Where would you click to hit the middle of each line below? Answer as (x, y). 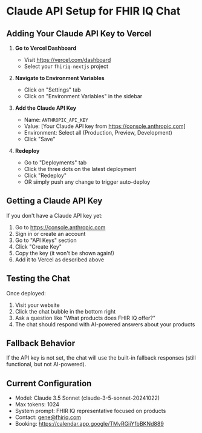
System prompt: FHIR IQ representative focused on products (90, 411)
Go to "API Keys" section (46, 240)
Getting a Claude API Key (54, 201)
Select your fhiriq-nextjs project (66, 66)
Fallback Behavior (41, 344)
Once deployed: (26, 293)
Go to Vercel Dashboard (46, 48)
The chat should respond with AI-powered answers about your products (105, 324)
